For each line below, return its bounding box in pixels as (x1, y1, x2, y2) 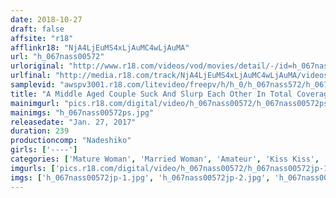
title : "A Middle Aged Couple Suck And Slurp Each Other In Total (10, 89, 293, 99)
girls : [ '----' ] (10, 145, 78, 155)
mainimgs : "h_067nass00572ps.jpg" (10, 107, 155, 118)
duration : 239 (10, 126, 70, 136)
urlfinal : (10, 71, 52, 81)
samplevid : (10, 80, 56, 90)
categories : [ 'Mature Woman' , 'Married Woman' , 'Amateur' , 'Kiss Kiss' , (10, 154, 320, 164)
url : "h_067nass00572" (10, 52, 105, 62)
